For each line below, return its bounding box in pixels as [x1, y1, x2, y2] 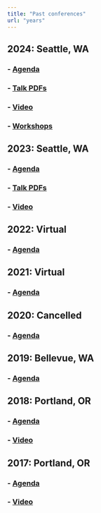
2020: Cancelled [7, 309, 82, 321]
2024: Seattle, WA [7, 43, 89, 55]
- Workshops [7, 121, 53, 131]
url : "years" [7, 17, 46, 24]
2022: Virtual [7, 224, 67, 236]
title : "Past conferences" [7, 10, 86, 18]
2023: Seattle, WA [7, 143, 89, 155]
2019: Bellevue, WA [7, 352, 95, 364]
